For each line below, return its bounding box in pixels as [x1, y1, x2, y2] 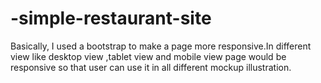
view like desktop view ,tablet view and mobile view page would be [10, 50, 287, 62]
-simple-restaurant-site [10, 7, 212, 30]
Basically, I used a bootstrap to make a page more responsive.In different [10, 40, 312, 52]
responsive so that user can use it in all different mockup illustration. [10, 61, 292, 73]
